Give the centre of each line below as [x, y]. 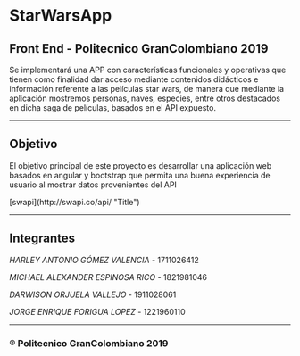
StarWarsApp [61, 16]
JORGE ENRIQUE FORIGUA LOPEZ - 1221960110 [97, 311]
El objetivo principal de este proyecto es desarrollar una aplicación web [141, 165]
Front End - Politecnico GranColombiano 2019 [139, 49]
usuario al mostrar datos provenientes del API [93, 185]
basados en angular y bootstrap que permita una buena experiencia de [140, 175]
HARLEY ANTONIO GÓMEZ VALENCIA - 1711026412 [104, 260]
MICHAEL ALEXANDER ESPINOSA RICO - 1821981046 [108, 277]
